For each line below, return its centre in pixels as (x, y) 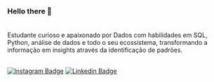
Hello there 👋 (30, 11)
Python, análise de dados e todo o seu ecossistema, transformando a (108, 43)
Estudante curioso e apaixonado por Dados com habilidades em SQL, (108, 35)
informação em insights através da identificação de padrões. (95, 50)
